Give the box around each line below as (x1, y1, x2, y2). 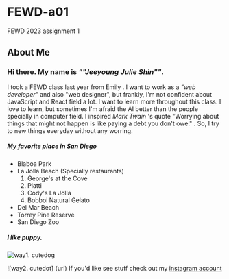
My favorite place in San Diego (7, 142, 97, 151)
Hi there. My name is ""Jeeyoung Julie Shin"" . (7, 67, 165, 77)
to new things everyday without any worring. (7, 126, 133, 134)
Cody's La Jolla (27, 189, 71, 197)
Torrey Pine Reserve (16, 210, 75, 219)
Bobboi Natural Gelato (27, 196, 91, 204)
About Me (7, 47, 50, 58)
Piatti (27, 181, 43, 189)
